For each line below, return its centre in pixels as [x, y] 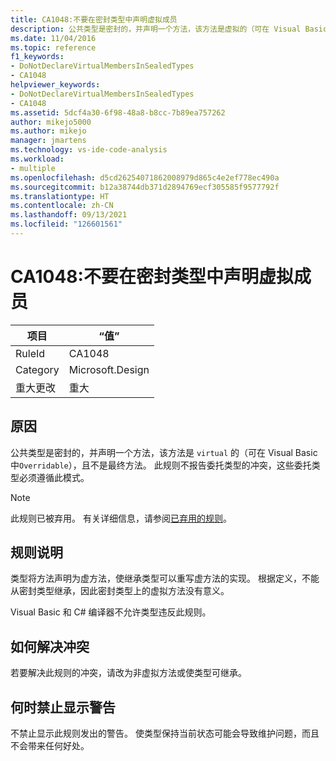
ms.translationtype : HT [60, 196]
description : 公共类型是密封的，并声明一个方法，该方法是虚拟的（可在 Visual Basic [169, 29]
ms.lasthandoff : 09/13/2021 [69, 215]
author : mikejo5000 [51, 122]
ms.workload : [37, 159]
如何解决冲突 [50, 646]
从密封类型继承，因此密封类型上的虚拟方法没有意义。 [120, 591]
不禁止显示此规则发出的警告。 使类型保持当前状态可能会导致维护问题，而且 [165, 733]
